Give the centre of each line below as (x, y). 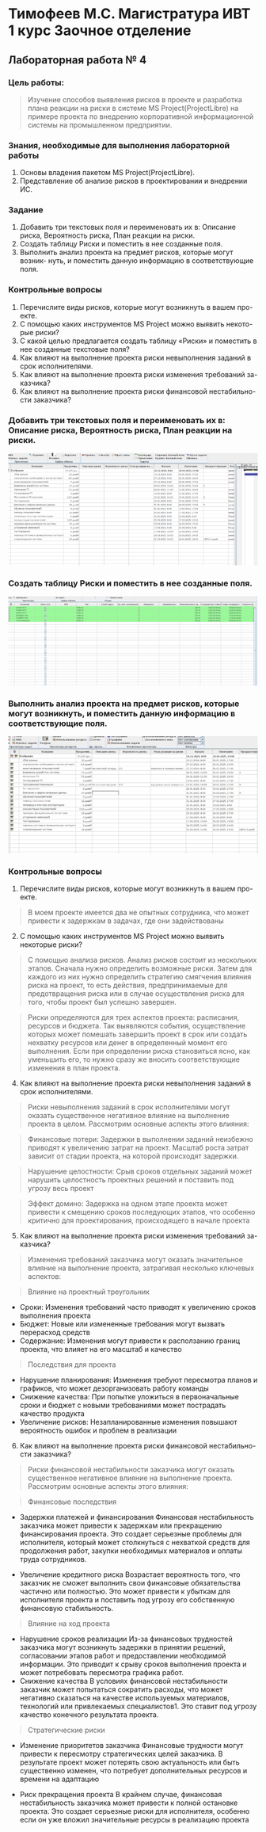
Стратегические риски (66, 1730)
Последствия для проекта (72, 1364)
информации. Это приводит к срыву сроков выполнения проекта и (133, 1664)
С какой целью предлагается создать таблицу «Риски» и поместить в (138, 341)
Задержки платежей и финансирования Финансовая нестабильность (137, 1517)
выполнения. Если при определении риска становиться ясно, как (139, 1051)
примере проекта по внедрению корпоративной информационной (141, 116)
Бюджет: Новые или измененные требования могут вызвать (122, 1324)
